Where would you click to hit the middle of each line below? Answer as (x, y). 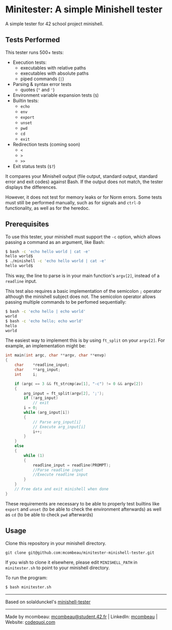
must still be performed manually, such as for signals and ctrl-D (73, 202)
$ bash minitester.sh (28, 587)
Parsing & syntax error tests (42, 84)
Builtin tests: (26, 100)
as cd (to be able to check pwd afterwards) (49, 514)
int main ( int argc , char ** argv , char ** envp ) (56, 355)
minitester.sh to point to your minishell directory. (58, 568)
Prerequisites (27, 224)
